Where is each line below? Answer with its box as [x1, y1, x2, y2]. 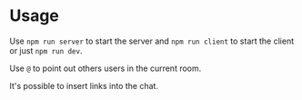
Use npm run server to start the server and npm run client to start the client [9, 35, 294, 46]
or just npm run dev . [9, 45, 83, 55]
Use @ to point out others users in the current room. [9, 63, 202, 74]
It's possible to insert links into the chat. [9, 80, 159, 91]
